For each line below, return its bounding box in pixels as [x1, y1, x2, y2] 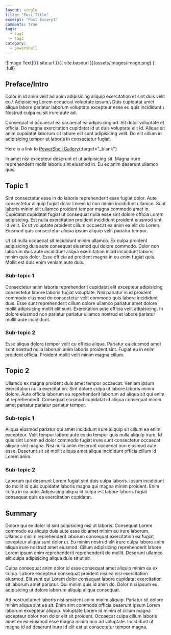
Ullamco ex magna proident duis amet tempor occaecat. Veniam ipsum [5, 380, 155, 386]
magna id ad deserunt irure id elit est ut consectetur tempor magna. [5, 624, 148, 630]
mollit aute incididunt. [5, 316, 51, 322]
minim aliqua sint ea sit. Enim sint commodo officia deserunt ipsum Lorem [5, 602, 160, 608]
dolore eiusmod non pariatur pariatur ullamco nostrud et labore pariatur [5, 311, 156, 317]
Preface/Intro [5, 80, 48, 89]
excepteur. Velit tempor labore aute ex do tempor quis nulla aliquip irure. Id [5, 431, 162, 437]
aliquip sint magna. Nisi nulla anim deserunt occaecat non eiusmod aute [5, 442, 157, 448]
